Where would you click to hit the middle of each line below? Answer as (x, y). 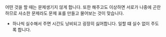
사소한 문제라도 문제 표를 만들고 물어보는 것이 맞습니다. (71, 13)
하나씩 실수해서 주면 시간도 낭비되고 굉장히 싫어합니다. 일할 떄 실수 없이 (81, 24)
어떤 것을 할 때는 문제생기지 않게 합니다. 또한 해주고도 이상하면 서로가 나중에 (79, 7)
